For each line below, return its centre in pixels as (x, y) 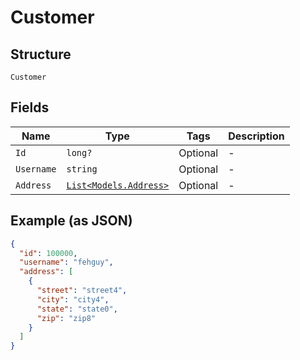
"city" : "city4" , (73, 299)
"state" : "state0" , (77, 309)
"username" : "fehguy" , (66, 262)
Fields (30, 107)
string (82, 169)
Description (256, 136)
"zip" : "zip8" (66, 318)
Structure (41, 54)
